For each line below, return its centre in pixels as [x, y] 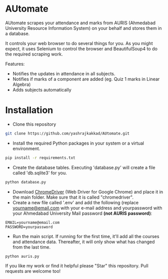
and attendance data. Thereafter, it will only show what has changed [83, 242]
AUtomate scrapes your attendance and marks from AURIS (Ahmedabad [80, 23]
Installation [29, 110]
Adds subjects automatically [42, 89]
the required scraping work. [34, 54]
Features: [15, 64]
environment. [26, 148]
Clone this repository [34, 124]
